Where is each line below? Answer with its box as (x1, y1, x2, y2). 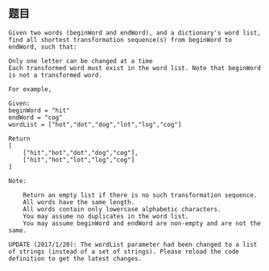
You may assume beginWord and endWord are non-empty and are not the (23, 219, 262, 227)
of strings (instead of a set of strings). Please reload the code (8, 248, 240, 256)
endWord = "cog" (8, 113, 63, 122)
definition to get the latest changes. (8, 254, 143, 263)
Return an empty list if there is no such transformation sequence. (23, 191, 258, 199)
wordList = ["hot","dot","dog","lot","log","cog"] (8, 120, 182, 128)
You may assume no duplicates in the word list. (23, 212, 189, 220)
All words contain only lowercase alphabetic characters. (23, 205, 221, 213)
